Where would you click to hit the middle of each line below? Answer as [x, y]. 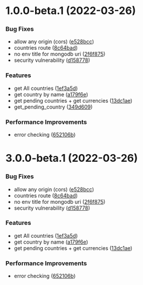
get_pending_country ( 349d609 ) [53, 107]
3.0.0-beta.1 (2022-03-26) [72, 158]
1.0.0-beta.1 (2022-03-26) [71, 11]
